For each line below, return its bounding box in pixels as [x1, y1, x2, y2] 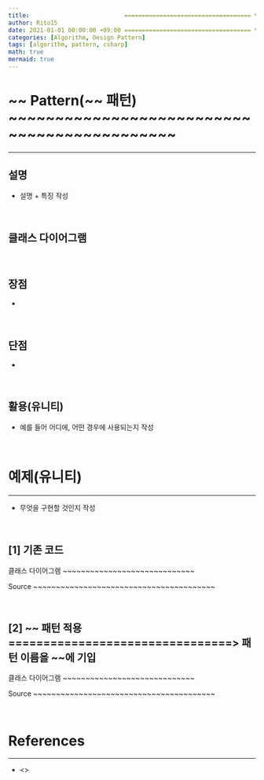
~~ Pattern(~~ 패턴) [8, 92, 137, 110]
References [8, 732, 85, 749]
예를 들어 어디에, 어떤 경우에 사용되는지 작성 [19, 422, 155, 432]
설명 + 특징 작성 [19, 190, 69, 201]
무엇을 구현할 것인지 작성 [19, 502, 96, 512]
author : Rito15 [8, 19, 58, 27]
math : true [8, 48, 44, 56]
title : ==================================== [8, 11, 251, 20]
